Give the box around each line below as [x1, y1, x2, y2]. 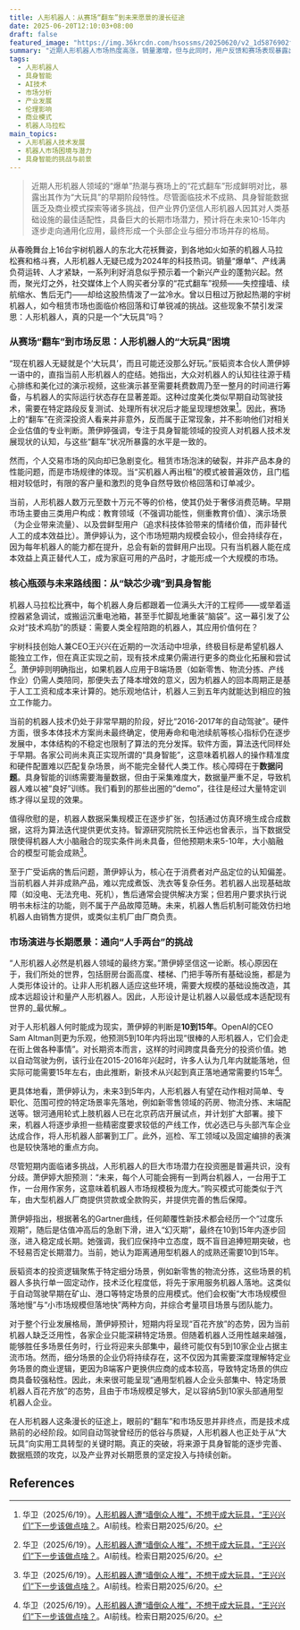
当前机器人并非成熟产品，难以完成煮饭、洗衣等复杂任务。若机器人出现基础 [9, 878, 283, 889]
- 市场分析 [17, 88, 53, 97]
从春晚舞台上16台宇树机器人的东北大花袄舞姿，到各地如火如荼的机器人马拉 [9, 243, 284, 255]
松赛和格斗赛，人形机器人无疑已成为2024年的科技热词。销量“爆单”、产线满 [9, 255, 287, 266]
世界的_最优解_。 [9, 1003, 71, 1013]
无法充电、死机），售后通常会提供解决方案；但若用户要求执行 [55, 889, 279, 900]
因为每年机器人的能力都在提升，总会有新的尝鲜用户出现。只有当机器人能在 [9, 542, 283, 552]
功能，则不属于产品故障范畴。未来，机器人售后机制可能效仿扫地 [55, 900, 291, 911]
